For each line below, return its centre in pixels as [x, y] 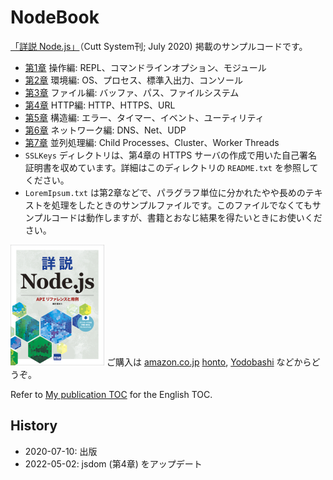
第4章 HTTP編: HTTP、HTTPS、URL [100, 105]
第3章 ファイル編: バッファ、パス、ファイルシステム [132, 92]
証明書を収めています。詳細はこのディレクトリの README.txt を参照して [171, 167]
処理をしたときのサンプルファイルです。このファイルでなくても [182, 205]
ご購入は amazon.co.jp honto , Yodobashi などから [209, 362]
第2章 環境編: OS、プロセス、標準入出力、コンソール [133, 80]
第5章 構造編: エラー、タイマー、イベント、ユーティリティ [144, 117]
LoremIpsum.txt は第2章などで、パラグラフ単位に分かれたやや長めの [165, 192]
